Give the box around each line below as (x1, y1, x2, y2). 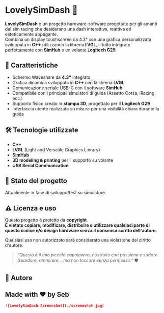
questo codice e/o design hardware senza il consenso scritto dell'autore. (5, 228, 157, 234)
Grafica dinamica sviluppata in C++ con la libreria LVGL (12, 79, 125, 85)
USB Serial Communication (12, 162, 69, 168)
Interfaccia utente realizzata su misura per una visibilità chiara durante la (12, 105, 160, 111)
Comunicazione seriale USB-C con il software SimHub (12, 85, 123, 91)
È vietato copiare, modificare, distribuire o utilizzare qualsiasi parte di (5, 222, 150, 228)
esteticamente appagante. (5, 31, 58, 37)
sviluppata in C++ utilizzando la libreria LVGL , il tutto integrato (5, 41, 131, 47)
